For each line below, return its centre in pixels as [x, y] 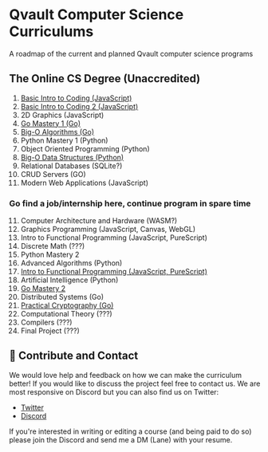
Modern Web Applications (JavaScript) [85, 183]
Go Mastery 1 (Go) [51, 123]
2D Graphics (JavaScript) [62, 115]
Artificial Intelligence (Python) [69, 280]
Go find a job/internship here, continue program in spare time [130, 203]
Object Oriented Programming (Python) [85, 148]
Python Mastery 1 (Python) [64, 140]
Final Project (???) [50, 331]
